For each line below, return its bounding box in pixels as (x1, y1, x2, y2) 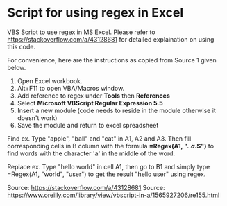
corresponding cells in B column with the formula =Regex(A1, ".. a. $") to (7, 141, 214, 150)
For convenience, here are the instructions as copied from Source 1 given (7, 55, 217, 64)
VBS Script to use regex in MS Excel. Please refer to (7, 28, 155, 36)
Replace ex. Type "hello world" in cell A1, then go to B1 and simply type (7, 162, 210, 171)
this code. (7, 42, 36, 51)
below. (7, 63, 26, 71)
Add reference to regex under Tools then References (17, 92, 170, 100)
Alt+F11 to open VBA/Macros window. (17, 84, 125, 92)
